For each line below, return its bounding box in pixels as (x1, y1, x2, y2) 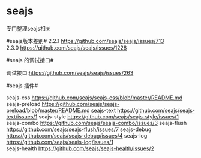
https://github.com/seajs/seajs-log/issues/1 (6, 138, 114, 145)
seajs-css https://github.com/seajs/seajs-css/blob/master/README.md (6, 94, 183, 101)
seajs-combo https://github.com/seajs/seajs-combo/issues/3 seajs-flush (6, 119, 187, 126)
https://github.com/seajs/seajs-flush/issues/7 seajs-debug (6, 126, 152, 133)
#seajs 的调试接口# (6, 56, 54, 63)
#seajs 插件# (6, 82, 38, 89)
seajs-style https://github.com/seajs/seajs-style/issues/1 (38, 113, 179, 120)
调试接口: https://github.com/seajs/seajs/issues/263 (6, 69, 134, 76)
